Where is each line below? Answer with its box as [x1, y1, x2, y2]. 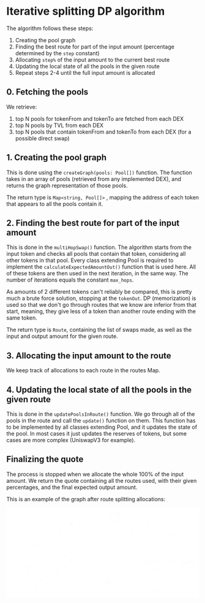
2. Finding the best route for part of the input [6, 218, 180, 228]
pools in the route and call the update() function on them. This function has [6, 417, 196, 424]
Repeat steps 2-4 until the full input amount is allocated [15, 69, 155, 76]
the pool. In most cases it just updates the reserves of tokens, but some [6, 430, 187, 437]
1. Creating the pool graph [6, 152, 107, 163]
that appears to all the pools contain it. [6, 200, 103, 207]
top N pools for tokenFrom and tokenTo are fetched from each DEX [15, 115, 184, 122]
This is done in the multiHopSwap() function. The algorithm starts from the [6, 244, 192, 251]
